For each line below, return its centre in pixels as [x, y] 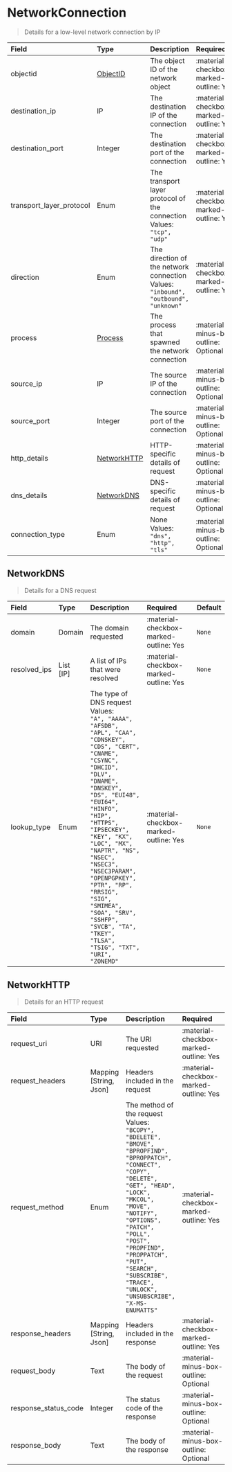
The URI [138, 1039]
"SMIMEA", [106, 906]
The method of [149, 1105]
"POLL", [138, 1234]
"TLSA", [103, 940]
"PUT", [136, 1261]
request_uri [29, 1043]
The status [143, 1399]
